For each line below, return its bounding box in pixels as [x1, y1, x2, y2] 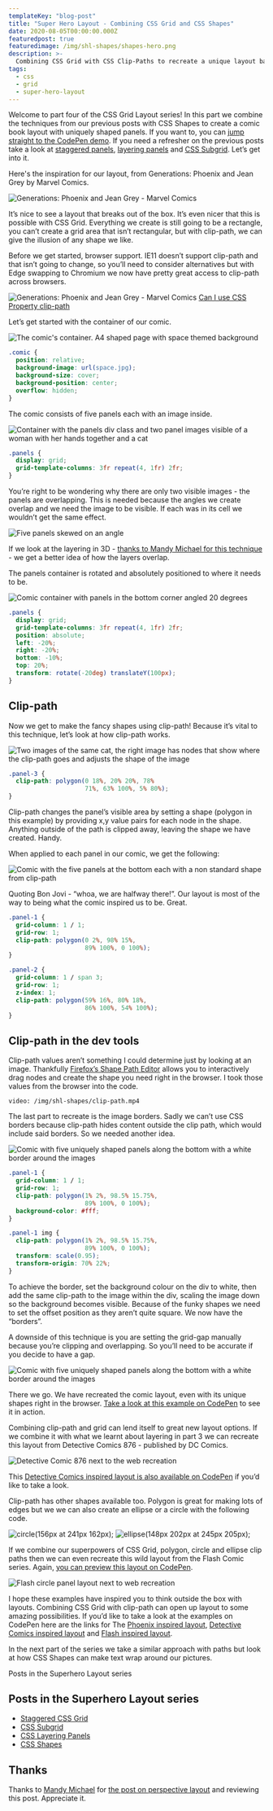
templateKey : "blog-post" [8, 11, 96, 20]
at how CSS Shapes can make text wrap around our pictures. [8, 1652, 213, 1662]
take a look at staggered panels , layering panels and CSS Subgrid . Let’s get [8, 144, 261, 155]
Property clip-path [8, 301, 71, 311]
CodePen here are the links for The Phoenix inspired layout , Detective [8, 1620, 242, 1629]
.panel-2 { [8, 966, 45, 974]
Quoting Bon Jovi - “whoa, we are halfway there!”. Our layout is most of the [8, 889, 260, 899]
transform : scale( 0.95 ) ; [15, 1252, 100, 1260]
